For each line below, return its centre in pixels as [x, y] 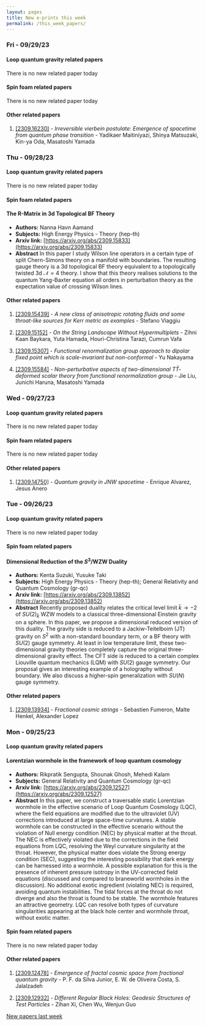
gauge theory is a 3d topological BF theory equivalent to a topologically [105, 266]
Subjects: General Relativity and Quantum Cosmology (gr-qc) [93, 781]
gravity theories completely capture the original [107, 649]
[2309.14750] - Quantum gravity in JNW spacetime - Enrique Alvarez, [103, 481]
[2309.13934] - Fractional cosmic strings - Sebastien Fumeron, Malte [102, 710]
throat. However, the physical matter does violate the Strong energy [101, 852]
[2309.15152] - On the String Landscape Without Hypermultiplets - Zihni [106, 332]
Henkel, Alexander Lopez [47, 716]
